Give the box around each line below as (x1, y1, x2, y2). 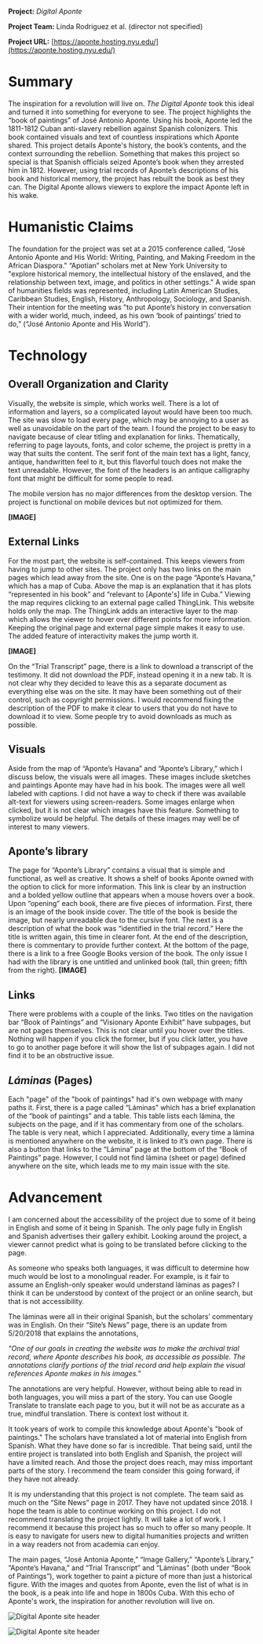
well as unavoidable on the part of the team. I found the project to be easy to (8, 423, 256, 433)
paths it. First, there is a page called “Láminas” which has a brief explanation (8, 1102, 256, 1112)
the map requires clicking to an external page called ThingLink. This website (8, 597, 255, 607)
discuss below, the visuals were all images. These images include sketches (8, 772, 251, 781)
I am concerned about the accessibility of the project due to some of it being (8, 1215, 257, 1224)
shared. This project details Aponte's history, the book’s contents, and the (8, 141, 247, 150)
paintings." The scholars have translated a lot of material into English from (8, 1432, 247, 1441)
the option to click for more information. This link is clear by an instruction (8, 882, 247, 892)
